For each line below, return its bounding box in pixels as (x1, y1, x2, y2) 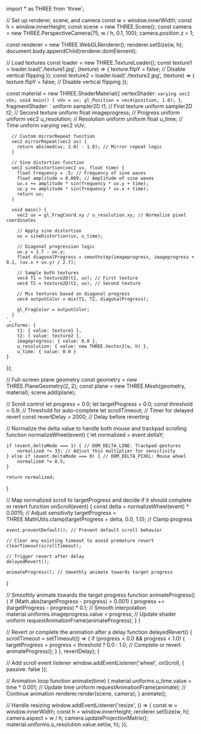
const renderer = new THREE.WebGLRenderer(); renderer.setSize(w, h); (6, 41, 184, 48)
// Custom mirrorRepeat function (11, 133, 95, 139)
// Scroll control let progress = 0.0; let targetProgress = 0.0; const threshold (6, 400, 193, 408)
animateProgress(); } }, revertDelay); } (6, 648, 100, 655)
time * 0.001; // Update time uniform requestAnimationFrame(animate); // (6, 684, 186, 691)
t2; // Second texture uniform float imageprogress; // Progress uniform (6, 109, 180, 116)
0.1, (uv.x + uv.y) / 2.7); (6, 259, 77, 265)
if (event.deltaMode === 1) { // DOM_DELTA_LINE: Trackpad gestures (6, 443, 181, 449)
